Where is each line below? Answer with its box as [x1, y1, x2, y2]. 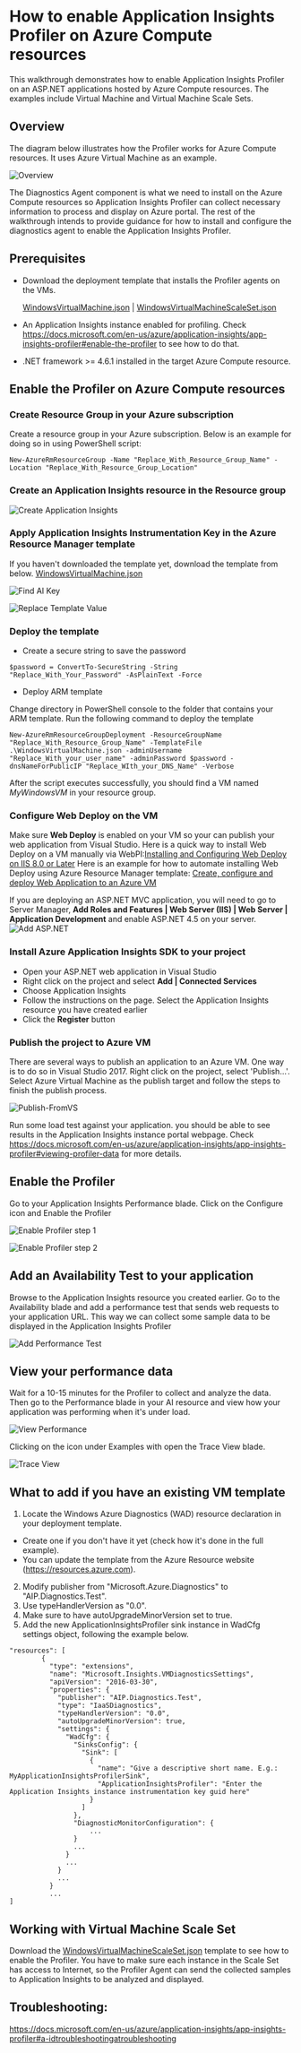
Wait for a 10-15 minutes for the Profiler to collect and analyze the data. [9, 1387, 271, 1399]
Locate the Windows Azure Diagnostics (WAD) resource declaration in [21, 1508, 282, 1520]
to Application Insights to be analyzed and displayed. [9, 1974, 204, 1985]
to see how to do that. [159, 338, 240, 349]
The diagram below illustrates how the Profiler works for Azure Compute [9, 142, 277, 153]
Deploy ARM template [21, 686, 103, 697]
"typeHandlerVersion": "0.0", [56, 1709, 170, 1718]
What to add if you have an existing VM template [9, 1485, 286, 1500]
